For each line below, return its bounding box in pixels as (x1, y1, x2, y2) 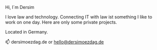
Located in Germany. (5, 29, 48, 34)
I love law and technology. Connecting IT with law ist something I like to (5, 14, 152, 19)
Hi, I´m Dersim (5, 4, 34, 10)
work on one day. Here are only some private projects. (5, 19, 117, 25)
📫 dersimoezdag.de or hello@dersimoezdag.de (5, 39, 104, 44)
